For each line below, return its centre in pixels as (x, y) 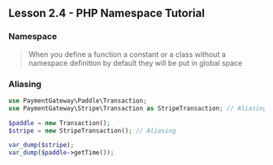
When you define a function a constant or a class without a (127, 54)
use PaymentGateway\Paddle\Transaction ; (78, 101)
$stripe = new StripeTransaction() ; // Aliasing (92, 130)
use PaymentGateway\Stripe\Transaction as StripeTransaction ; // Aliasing (138, 108)
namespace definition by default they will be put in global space (135, 63)
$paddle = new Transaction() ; (60, 123)
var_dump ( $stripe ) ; (41, 145)
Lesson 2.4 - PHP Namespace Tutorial (107, 13)
